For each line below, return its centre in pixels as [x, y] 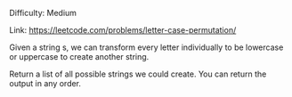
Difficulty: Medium [43, 13]
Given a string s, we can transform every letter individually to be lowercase [146, 47]
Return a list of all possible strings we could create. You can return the [138, 74]
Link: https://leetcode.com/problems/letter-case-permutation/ [123, 30]
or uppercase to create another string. [79, 57]
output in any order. [45, 83]
